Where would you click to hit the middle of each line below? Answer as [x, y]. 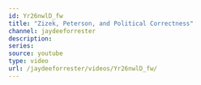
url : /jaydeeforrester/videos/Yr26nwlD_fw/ [83, 69]
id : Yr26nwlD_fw [36, 16]
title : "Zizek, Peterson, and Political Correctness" [101, 23]
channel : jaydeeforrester [52, 31]
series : [21, 46]
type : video [28, 62]
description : [30, 38]
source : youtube [36, 53]
